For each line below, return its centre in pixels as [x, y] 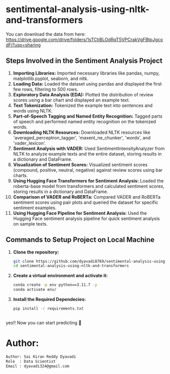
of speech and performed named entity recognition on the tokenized [84, 121]
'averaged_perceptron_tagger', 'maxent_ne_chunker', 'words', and [82, 137]
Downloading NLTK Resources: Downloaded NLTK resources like [82, 132]
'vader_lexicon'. [29, 143]
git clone [24, 261]
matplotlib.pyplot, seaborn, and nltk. [51, 78]
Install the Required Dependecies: [49, 300]
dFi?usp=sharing [23, 45]
